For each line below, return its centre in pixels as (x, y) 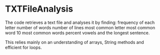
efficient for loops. (24, 47)
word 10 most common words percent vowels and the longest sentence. (77, 33)
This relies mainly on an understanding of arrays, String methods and (75, 42)
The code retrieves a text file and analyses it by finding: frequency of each (80, 22)
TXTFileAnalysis (39, 9)
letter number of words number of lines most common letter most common (80, 27)
